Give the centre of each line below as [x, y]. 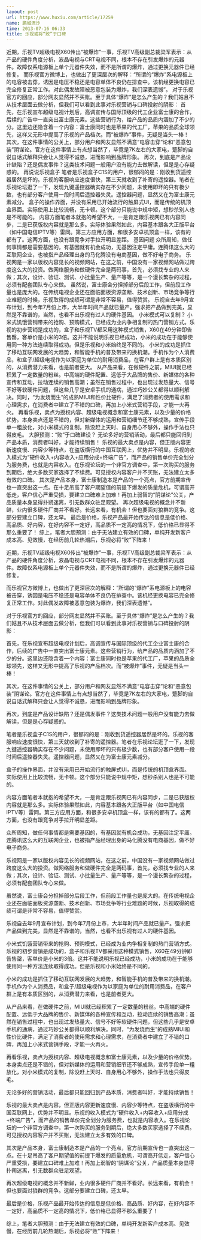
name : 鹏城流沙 [23, 23]
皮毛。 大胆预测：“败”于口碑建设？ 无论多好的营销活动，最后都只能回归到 [102, 435]
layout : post [22, 12]
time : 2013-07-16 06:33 [36, 29]
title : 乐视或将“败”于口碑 [36, 34]
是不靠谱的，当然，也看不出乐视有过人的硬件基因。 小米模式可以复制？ [98, 315]
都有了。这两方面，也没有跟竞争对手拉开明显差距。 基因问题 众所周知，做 [97, 240]
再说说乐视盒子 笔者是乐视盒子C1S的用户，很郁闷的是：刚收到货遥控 [107, 172]
